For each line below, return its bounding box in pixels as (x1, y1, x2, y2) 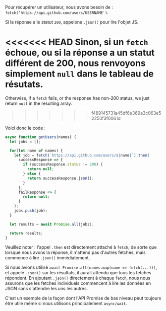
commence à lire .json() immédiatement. (5, 255, 90, 261)
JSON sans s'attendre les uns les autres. (5, 286, 88, 292)
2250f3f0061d (91, 115, 121, 121)
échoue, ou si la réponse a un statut (5, 47, 155, 59)
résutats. (5, 79, 44, 90)
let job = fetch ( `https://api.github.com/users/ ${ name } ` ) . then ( (14, 153, 150, 158)
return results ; (9, 231, 43, 235)
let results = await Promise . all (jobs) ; (9, 222, 94, 227)
